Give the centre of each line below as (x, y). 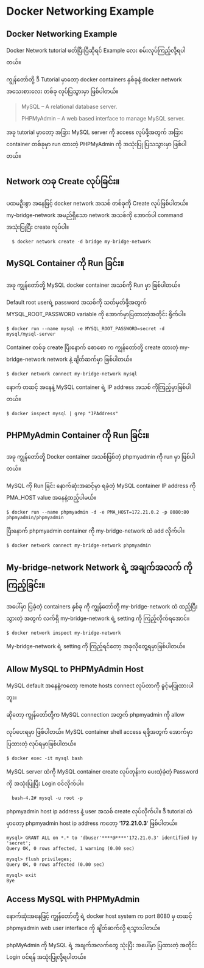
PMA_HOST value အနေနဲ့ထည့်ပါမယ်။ (51, 498)
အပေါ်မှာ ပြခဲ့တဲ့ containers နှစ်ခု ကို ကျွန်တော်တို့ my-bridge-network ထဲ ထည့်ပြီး (102, 607)
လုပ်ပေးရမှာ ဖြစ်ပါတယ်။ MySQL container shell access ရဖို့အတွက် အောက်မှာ (100, 732)
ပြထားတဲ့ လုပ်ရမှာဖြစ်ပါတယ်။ (41, 744)
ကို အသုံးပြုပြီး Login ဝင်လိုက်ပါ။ (45, 783)
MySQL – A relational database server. (69, 106)
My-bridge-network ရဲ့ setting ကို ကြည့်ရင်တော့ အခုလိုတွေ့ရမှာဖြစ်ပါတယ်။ (96, 646)
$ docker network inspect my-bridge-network (64, 633)
